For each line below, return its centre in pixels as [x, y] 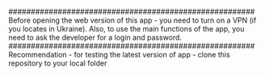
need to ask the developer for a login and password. [95, 37]
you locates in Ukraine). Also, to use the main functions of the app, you [126, 29]
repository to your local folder [58, 63]
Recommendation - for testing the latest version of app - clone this [119, 55]
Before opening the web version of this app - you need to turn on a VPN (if [132, 20]
